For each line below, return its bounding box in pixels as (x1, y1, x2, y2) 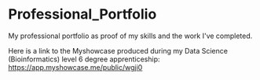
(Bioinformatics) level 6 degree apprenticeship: (8, 54, 160, 64)
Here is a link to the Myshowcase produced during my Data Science (8, 46, 228, 55)
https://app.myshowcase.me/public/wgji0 (8, 62, 143, 71)
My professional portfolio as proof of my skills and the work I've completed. (8, 31, 253, 40)
